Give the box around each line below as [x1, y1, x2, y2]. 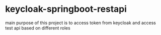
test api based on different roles [5, 25, 71, 31]
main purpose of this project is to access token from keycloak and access [5, 20, 157, 26]
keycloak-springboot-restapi [5, 3, 127, 15]
